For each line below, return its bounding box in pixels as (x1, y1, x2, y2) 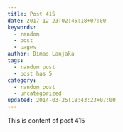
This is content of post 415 (7, 116, 85, 125)
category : (7, 76, 37, 84)
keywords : (7, 24, 37, 31)
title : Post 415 (7, 10, 55, 18)
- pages (14, 44, 37, 51)
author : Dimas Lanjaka (7, 51, 75, 58)
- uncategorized (14, 90, 62, 97)
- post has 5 (14, 70, 53, 77)
